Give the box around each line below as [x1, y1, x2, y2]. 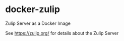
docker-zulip [5, 4, 60, 15]
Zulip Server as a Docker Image [5, 20, 71, 26]
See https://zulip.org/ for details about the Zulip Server [5, 30, 119, 36]
